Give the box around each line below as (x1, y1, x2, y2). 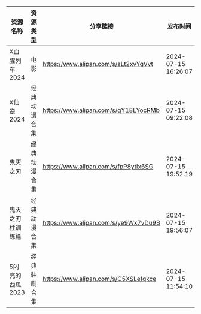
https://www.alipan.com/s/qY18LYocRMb (42, 106, 160, 114)
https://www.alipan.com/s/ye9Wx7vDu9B (42, 219, 160, 227)
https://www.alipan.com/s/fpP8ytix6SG (42, 162, 154, 170)
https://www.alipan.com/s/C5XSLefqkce (42, 275, 157, 283)
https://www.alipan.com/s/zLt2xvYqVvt (42, 60, 154, 68)
